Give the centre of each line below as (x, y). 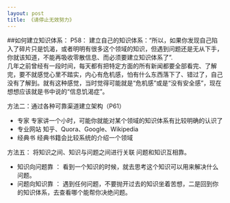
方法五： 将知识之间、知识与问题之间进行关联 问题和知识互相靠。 (99, 152)
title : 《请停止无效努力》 (41, 20)
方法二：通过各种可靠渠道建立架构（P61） (66, 106)
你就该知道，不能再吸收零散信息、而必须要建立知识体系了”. (90, 57)
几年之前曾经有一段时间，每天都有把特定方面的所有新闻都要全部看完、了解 (112, 66)
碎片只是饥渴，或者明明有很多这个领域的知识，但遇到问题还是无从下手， (121, 49)
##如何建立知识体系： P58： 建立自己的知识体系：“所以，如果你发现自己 (110, 40)
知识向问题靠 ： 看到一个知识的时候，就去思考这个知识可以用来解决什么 (118, 166)
